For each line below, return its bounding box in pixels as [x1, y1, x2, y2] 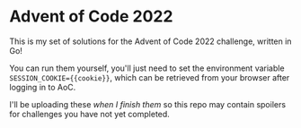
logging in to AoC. [9, 81, 76, 92]
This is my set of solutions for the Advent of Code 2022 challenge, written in [9, 36, 292, 47]
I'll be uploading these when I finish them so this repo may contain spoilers [9, 98, 286, 109]
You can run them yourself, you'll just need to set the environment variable [9, 63, 285, 73]
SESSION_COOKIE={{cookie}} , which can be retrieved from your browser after [9, 72, 290, 82]
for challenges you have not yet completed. [9, 108, 171, 119]
